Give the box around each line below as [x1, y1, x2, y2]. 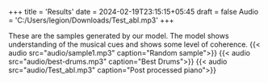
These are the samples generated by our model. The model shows [8, 31, 229, 40]
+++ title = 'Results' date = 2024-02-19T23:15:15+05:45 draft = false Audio [8, 7, 259, 16]
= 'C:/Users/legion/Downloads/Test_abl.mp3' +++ [8, 15, 175, 25]
